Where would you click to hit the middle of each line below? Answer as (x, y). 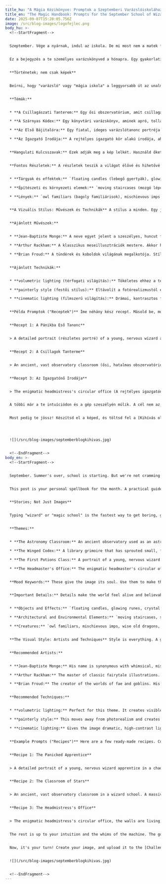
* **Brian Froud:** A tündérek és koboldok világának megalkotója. (81, 254)
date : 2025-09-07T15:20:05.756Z (38, 19)
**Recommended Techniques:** (40, 697)
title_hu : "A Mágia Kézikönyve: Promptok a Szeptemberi (64, 10)
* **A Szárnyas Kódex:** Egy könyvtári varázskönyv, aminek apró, (79, 121)
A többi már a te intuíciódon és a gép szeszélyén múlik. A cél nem (82, 405)
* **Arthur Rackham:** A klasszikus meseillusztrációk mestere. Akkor (84, 245)
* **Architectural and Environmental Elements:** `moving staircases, (84, 617)
